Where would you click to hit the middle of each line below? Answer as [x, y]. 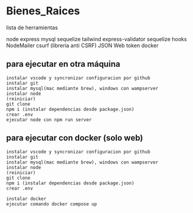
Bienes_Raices [43, 11]
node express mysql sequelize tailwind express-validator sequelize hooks [96, 39]
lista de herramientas [32, 27]
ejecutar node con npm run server [49, 120]
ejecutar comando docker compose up [52, 204]
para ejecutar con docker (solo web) [75, 138]
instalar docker [26, 199]
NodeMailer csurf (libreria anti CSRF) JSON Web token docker [83, 45]
